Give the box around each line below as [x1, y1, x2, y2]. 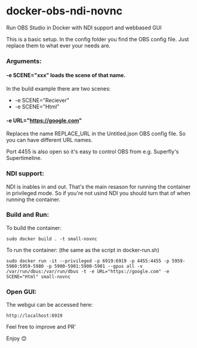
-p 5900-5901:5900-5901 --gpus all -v [46, 263, 143, 269]
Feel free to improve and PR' [6, 323, 76, 331]
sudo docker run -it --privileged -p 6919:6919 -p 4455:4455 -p [6, 258, 170, 264]
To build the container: [6, 224, 61, 231]
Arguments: [6, 57, 42, 65]
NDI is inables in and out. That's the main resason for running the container [6, 183, 191, 190]
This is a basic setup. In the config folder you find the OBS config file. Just [6, 35, 189, 43]
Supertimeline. [6, 155, 42, 162]
